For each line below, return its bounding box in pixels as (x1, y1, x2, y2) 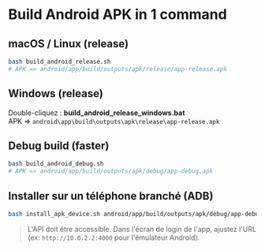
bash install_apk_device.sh (8, 210, 101, 218)
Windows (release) (8, 87, 104, 100)
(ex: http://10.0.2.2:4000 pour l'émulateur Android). (27, 233, 200, 242)
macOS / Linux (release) (8, 37, 129, 50)
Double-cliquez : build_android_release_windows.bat (8, 108, 185, 118)
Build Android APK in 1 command (8, 6, 227, 24)
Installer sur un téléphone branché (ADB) (8, 189, 214, 203)
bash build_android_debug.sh (8, 160, 104, 168)
